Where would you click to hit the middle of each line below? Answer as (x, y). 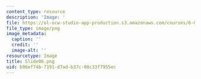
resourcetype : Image (32, 56)
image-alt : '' (29, 50)
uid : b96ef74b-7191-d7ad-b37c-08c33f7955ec (61, 67)
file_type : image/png (33, 28)
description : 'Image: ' (36, 17)
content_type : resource (36, 12)
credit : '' (25, 45)
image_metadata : (26, 34)
